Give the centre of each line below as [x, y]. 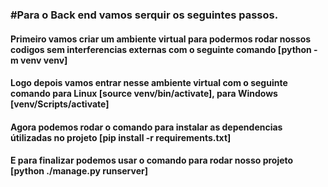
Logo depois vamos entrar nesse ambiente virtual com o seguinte [149, 83]
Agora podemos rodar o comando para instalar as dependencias [146, 127]
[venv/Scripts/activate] [60, 104]
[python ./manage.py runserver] [79, 171]
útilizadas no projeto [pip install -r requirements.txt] [121, 137]
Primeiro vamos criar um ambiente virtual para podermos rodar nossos [161, 39]
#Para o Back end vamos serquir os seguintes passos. [144, 15]
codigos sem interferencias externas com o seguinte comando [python [161, 49]
